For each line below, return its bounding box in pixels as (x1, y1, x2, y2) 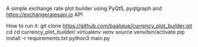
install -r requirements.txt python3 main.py (6, 35, 111, 41)
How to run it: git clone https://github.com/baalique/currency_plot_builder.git (6, 23, 193, 29)
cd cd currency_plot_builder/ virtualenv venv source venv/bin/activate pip (6, 28, 185, 35)
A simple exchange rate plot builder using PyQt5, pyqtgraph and (6, 5, 163, 12)
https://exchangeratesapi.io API (6, 11, 83, 18)
